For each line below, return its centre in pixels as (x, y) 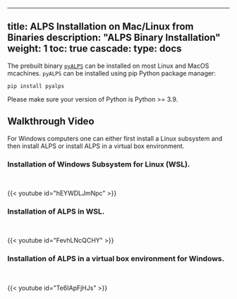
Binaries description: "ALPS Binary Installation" (114, 38)
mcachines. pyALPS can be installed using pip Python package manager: (112, 73)
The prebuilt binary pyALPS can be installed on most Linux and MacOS (108, 66)
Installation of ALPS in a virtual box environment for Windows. (116, 259)
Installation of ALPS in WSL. (56, 211)
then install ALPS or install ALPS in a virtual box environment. (96, 146)
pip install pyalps (36, 86)
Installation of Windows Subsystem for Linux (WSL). (99, 164)
